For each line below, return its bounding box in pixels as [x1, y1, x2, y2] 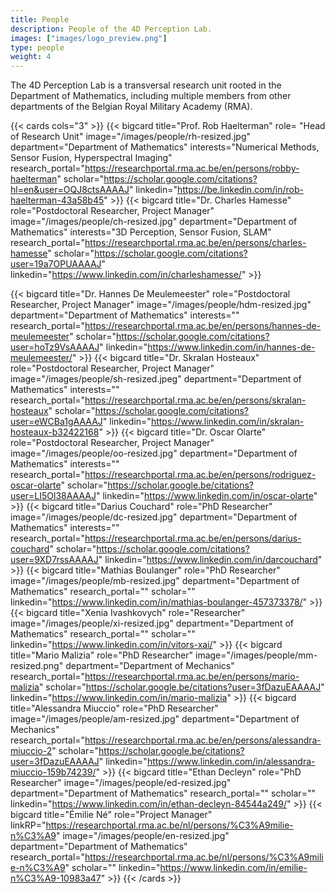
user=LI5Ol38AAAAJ [10, 490, 97, 502]
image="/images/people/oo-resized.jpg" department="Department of [10, 447, 298, 460]
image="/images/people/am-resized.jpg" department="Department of [10, 713, 300, 725]
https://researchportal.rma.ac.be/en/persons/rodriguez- [84, 469, 317, 481]
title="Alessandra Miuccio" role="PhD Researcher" [10, 702, 219, 715]
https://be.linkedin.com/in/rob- [176, 184, 304, 196]
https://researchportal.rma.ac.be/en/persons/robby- [84, 162, 300, 175]
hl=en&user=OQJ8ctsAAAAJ [10, 184, 130, 196]
